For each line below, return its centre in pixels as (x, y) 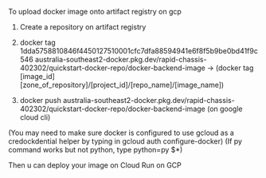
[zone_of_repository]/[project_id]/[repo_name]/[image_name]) (122, 85)
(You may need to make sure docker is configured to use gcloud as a (121, 133)
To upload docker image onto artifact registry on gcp (95, 12)
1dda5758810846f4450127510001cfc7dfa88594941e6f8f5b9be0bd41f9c (139, 51)
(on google (225, 109)
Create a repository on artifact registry (83, 27)
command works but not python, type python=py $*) (96, 150)
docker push (41, 100)
